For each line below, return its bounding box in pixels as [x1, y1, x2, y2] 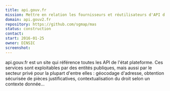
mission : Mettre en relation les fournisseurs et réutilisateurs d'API [5, 12, 160, 17]
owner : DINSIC [5, 41, 36, 46]
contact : [5, 31, 24, 36]
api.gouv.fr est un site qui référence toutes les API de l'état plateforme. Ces [5, 59, 163, 65]
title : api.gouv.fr [5, 7, 47, 13]
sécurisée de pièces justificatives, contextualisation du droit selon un [5, 75, 150, 81]
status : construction [5, 26, 51, 32]
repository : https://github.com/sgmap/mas [5, 21, 97, 27]
